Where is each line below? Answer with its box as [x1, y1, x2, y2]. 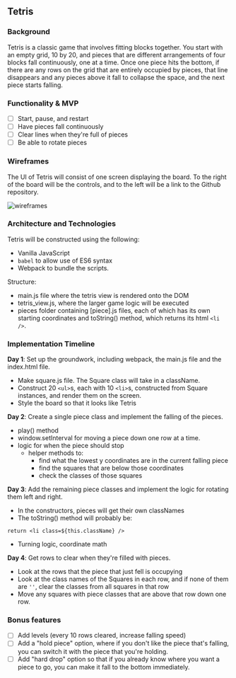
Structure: [7, 277, 37, 286]
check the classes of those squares [38, 471, 143, 480]
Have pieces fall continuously [17, 122, 104, 131]
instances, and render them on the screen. [17, 391, 142, 400]
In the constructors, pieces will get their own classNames [17, 506, 185, 515]
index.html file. [7, 362, 51, 371]
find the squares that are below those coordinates [38, 464, 184, 473]
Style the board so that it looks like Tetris [17, 399, 136, 408]
